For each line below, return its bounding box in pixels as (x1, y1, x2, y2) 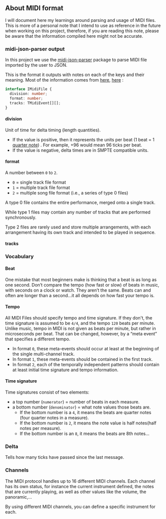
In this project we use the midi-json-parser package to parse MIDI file (5, 57, 147, 63)
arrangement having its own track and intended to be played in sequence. (5, 229, 156, 235)
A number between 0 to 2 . (5, 169, 58, 176)
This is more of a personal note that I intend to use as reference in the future (5, 22, 161, 28)
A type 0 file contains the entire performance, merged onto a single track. (5, 199, 156, 206)
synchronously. (5, 214, 37, 220)
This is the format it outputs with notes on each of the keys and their (5, 72, 145, 78)
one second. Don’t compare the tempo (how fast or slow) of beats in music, (5, 282, 160, 288)
